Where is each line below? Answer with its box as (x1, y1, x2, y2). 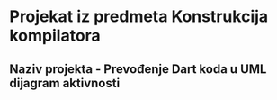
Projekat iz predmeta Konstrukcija (9, 6, 269, 27)
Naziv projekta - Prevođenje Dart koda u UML (9, 61, 267, 77)
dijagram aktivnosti (9, 75, 121, 91)
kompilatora (9, 25, 101, 46)
